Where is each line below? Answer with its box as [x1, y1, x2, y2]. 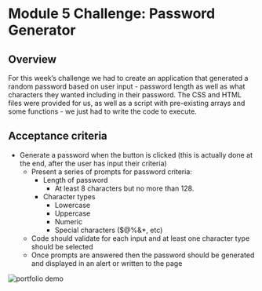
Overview [8, 53, 57, 66]
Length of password [42, 175, 108, 184]
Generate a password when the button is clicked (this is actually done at [19, 150, 253, 159]
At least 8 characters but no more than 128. [54, 184, 195, 193]
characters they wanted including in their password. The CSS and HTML [8, 90, 242, 99]
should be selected [31, 242, 93, 251]
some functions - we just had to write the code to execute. [8, 107, 198, 116]
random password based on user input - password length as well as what [8, 82, 246, 91]
